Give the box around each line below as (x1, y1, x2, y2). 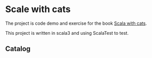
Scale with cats (5, 4, 71, 15)
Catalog (5, 44, 31, 53)
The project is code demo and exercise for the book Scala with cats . (5, 20, 147, 26)
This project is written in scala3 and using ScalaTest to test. (5, 30, 129, 36)
